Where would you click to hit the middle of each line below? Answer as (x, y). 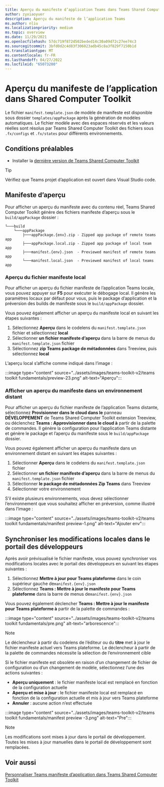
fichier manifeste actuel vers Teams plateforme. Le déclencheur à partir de (80, 648)
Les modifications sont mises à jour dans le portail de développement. (76, 737)
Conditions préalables (39, 149)
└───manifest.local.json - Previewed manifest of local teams (88, 260)
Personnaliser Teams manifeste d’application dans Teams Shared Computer (81, 774)
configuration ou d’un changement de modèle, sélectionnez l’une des (75, 668)
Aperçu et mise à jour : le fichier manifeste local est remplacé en (77, 693)
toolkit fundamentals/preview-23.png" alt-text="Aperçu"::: (63, 378)
